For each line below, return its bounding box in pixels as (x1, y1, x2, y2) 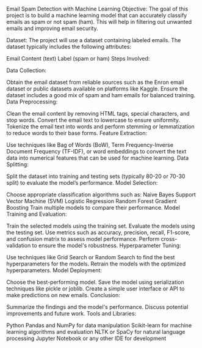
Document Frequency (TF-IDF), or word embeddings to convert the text (6, 148, 187, 155)
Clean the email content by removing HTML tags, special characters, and (6, 110, 190, 117)
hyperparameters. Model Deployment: (6, 267, 103, 274)
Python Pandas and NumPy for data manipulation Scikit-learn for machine (6, 322, 192, 329)
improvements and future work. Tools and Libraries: (6, 310, 136, 317)
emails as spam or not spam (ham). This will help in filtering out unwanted (6, 18, 192, 25)
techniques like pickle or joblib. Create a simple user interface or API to (6, 285, 185, 292)
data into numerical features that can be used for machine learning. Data (6, 154, 189, 161)
